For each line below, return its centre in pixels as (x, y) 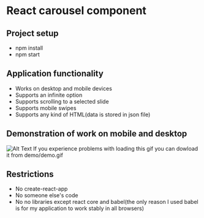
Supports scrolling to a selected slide (62, 101)
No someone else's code (47, 195)
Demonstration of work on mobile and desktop (97, 134)
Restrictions (30, 174)
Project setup (33, 33)
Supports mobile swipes (46, 108)
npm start (27, 55)
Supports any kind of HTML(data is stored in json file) (83, 115)
